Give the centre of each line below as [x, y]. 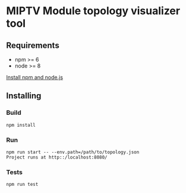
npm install [21, 125]
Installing [24, 96]
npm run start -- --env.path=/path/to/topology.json [73, 152]
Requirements [33, 45]
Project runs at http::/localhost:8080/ [57, 157]
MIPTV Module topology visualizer [93, 11]
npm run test [22, 185]
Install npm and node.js [35, 77]
